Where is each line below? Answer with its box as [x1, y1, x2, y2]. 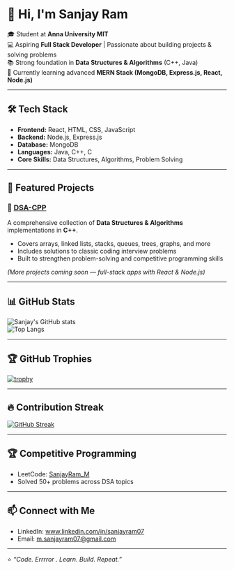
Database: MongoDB [17, 140, 79, 149]
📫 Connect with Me [7, 505, 95, 517]
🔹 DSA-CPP [7, 203, 47, 212]
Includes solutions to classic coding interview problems [17, 247, 177, 256]
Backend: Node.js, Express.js [17, 133, 102, 141]
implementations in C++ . [7, 226, 78, 235]
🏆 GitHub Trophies [7, 353, 93, 365]
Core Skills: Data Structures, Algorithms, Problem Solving [17, 155, 183, 163]
